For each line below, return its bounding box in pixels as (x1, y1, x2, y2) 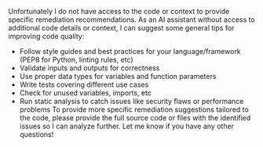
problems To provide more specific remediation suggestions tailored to (19, 105, 249, 114)
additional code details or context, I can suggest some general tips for (8, 23, 235, 32)
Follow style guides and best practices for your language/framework (19, 47, 241, 56)
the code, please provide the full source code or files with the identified (19, 113, 251, 122)
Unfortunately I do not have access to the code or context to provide (8, 7, 230, 16)
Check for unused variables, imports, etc (19, 88, 152, 97)
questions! (19, 130, 54, 139)
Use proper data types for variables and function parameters (19, 72, 217, 81)
